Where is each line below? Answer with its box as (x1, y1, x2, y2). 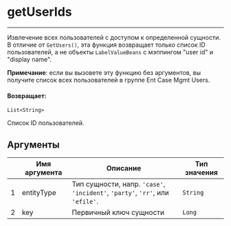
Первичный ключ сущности (71, 207, 165, 217)
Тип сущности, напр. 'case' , (71, 179, 166, 189)
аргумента (25, 168, 63, 177)
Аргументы (7, 139, 60, 150)
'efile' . (71, 196, 99, 206)
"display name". (7, 55, 52, 63)
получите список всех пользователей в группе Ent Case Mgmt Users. (7, 76, 210, 84)
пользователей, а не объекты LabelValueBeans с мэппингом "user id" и (7, 47, 214, 56)
